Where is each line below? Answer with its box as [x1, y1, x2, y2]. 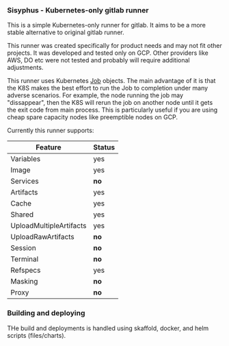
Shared [10, 210, 34, 219]
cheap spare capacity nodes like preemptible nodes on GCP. [7, 113, 178, 121]
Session [10, 243, 36, 253]
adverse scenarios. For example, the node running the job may [7, 91, 183, 99]
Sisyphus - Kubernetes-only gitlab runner [7, 5, 149, 15]
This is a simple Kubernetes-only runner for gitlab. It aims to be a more [7, 21, 206, 29]
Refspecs [10, 266, 41, 275]
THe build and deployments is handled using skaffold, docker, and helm [7, 324, 209, 332]
